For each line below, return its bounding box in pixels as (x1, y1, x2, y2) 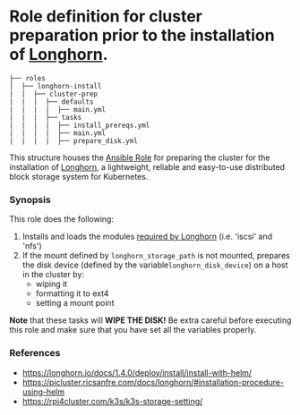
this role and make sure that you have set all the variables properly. (9, 325, 257, 335)
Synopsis (9, 193, 51, 206)
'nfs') (21, 241, 42, 251)
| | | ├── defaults (9, 97, 94, 106)
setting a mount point (35, 298, 115, 309)
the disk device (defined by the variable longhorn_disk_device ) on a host (21, 259, 288, 270)
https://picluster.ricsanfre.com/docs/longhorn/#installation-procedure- (21, 377, 285, 387)
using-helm (21, 386, 65, 397)
